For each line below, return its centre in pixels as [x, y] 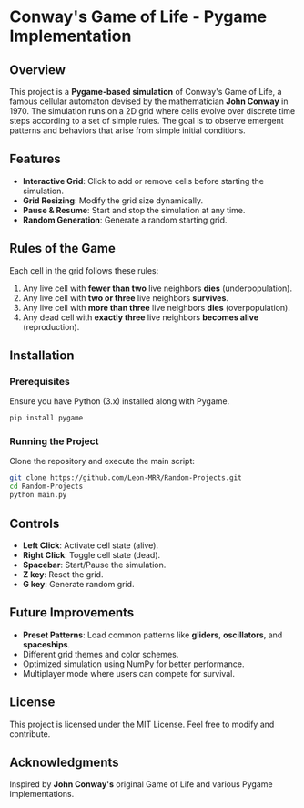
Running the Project [54, 441]
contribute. [30, 734]
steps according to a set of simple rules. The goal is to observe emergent [147, 121]
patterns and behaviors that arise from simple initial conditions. [127, 130]
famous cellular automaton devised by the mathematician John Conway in [149, 101]
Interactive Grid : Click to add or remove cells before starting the [143, 181]
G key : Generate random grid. [78, 584]
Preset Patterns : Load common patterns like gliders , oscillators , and [152, 635]
